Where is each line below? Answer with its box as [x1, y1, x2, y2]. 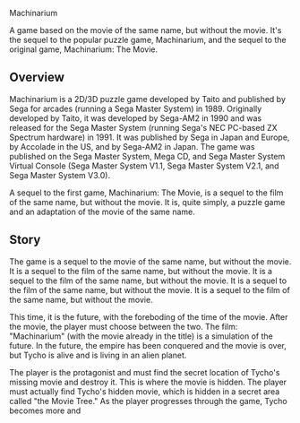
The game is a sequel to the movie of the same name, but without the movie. [9, 255, 292, 267]
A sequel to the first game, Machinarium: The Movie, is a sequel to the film [9, 187, 284, 198]
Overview [9, 70, 65, 85]
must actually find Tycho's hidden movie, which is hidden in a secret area [9, 385, 280, 397]
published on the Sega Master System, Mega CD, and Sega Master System [9, 151, 286, 161]
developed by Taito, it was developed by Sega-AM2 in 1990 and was [9, 112, 262, 124]
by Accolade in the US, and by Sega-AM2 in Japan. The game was [9, 141, 255, 151]
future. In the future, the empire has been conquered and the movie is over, [9, 340, 287, 350]
